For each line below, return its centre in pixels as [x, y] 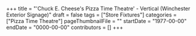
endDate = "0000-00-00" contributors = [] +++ [65, 27]
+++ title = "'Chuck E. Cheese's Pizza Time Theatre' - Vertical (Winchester [98, 9]
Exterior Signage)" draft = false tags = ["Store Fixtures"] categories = [92, 15]
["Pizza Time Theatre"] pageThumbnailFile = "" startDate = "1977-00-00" [97, 21]
